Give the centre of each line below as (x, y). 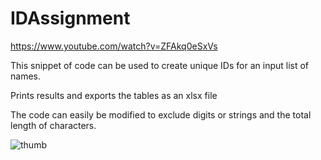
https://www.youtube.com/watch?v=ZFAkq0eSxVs (114, 46)
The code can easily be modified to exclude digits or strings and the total (161, 114)
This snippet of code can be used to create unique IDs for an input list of (160, 65)
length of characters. (53, 125)
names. (25, 76)
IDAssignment (70, 18)
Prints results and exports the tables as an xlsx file (114, 95)
